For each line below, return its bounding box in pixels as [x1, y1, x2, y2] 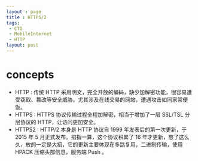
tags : [6, 20, 20, 26]
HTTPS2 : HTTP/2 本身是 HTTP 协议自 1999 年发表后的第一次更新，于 [14, 126, 187, 133]
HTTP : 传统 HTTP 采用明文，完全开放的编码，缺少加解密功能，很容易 [14, 88, 187, 96]
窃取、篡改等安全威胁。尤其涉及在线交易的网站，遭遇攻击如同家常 [20, 96, 183, 103]
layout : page [6, 8, 42, 15]
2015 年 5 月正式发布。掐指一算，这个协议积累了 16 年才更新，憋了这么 [14, 133, 190, 141]
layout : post [6, 42, 39, 48]
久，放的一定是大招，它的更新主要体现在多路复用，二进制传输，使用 [14, 141, 183, 148]
